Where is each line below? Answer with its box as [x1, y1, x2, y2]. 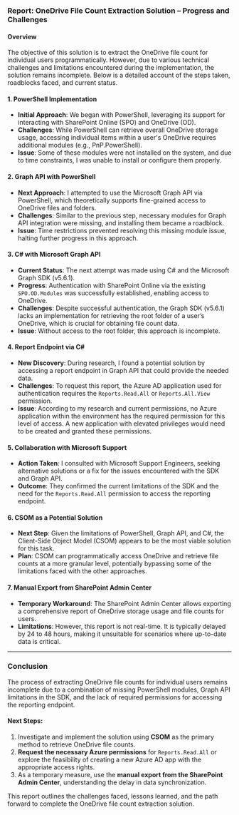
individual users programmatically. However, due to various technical [7, 56, 210, 64]
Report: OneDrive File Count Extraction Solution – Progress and [7, 6, 230, 16]
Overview [7, 32, 37, 41]
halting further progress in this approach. [17, 234, 139, 242]
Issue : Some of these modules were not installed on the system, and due [17, 148, 232, 157]
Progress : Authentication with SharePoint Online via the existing [17, 281, 206, 289]
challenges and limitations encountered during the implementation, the [7, 63, 215, 72]
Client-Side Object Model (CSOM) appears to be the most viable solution [17, 537, 231, 545]
